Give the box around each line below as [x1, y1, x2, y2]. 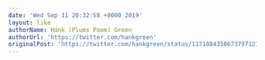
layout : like [8, 19, 51, 26]
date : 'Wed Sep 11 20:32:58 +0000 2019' [8, 11, 144, 19]
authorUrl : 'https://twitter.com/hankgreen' [8, 33, 157, 41]
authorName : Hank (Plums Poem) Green [8, 26, 132, 34]
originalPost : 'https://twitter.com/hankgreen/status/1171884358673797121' [8, 41, 263, 48]
